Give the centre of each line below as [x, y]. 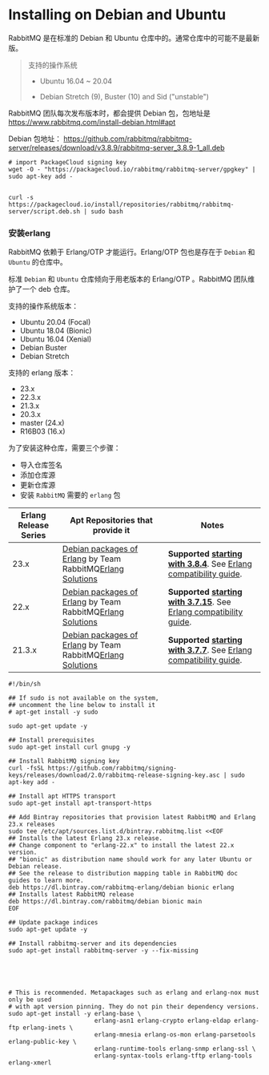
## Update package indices [53, 923]
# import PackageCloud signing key [68, 162]
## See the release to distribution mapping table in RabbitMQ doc [123, 874]
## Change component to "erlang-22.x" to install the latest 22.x [121, 846]
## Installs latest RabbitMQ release [71, 895]
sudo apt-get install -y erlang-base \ [75, 1014]
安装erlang [29, 232]
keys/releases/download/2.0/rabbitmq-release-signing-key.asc [114, 775]
